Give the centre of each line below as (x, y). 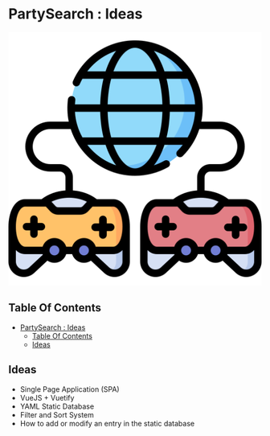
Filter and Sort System (57, 414)
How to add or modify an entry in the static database (107, 423)
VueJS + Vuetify (47, 397)
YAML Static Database (57, 406)
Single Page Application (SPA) (70, 389)
